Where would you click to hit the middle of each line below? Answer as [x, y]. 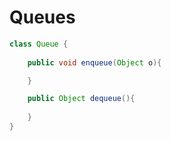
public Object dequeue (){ [81, 99]
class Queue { [39, 44]
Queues [42, 17]
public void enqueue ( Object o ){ [94, 62]
